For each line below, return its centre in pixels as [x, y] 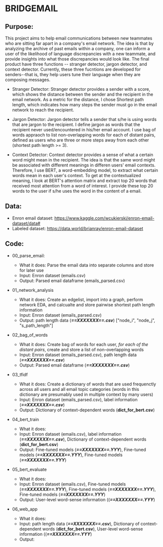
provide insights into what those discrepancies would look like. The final [77, 59]
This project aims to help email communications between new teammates [79, 38]
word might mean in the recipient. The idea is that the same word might [83, 160]
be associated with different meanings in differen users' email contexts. [84, 165]
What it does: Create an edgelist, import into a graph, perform [81, 299]
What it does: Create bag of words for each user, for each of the [84, 344]
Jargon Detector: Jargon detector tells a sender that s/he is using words [84, 119]
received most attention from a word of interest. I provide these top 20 [82, 186]
